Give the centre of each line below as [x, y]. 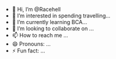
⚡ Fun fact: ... [28, 51]
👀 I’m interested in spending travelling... [61, 16]
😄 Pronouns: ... [31, 44]
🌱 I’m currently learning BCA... [50, 22]
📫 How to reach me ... [40, 35]
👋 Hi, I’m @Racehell [36, 9]
